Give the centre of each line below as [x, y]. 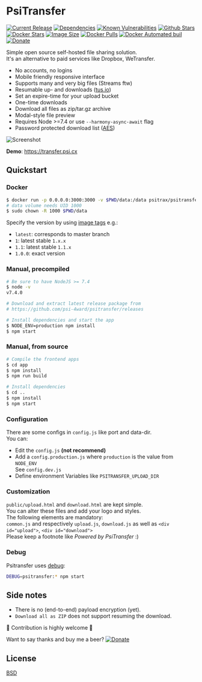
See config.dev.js [38, 470]
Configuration [27, 419]
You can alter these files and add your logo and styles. [74, 511]
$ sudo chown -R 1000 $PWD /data [47, 211]
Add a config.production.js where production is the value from [94, 457]
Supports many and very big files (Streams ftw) [73, 83]
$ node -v [19, 287]
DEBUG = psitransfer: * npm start [45, 577]
